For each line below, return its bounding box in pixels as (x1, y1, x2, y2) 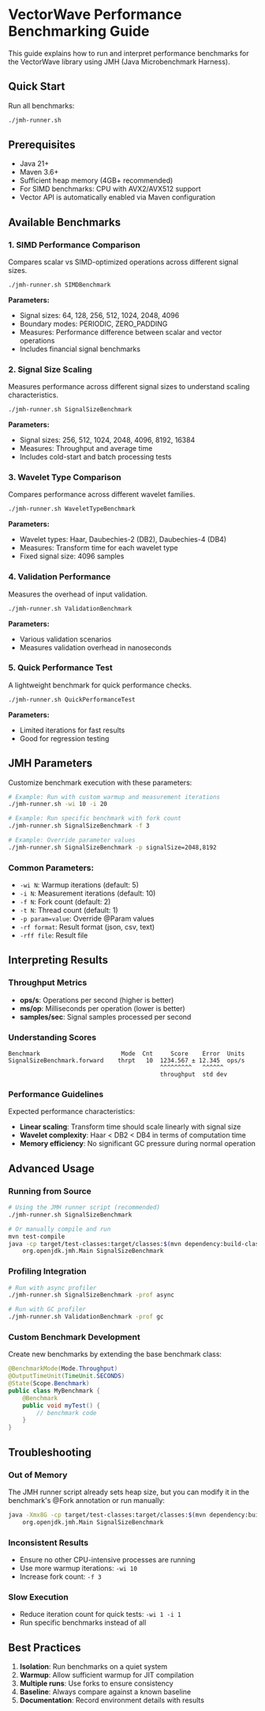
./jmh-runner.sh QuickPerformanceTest (8, 695, 136, 703)
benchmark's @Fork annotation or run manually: (8, 1495, 166, 1505)
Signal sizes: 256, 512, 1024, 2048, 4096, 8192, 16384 (19, 435, 196, 445)
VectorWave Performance (8, 6, 182, 24)
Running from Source (8, 1185, 92, 1196)
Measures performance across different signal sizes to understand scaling (8, 382, 250, 392)
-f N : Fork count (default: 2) (19, 897, 111, 907)
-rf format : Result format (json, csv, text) (19, 922, 155, 932)
